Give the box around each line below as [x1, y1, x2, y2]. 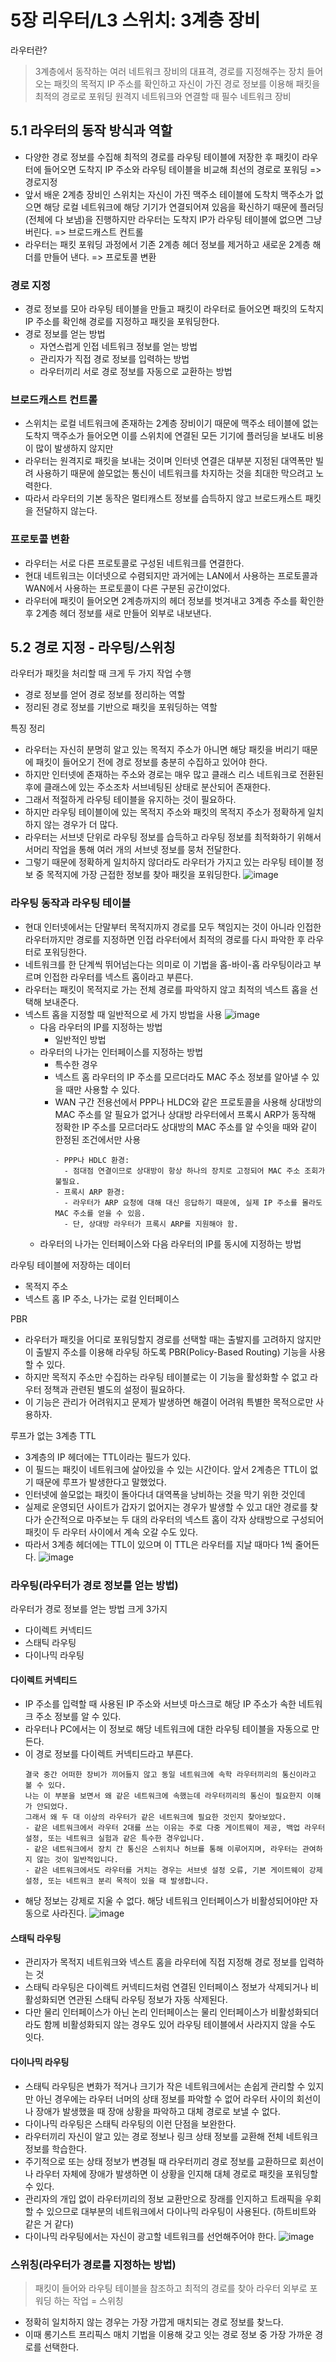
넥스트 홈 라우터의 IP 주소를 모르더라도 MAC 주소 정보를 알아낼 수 [54, 1071, 310, 1083]
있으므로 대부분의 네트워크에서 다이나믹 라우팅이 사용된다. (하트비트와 [46, 2205, 317, 2217]
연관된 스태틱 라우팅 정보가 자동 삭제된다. [68, 1994, 228, 2006]
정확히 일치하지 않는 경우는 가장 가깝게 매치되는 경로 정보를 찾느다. [24, 2316, 284, 2328]
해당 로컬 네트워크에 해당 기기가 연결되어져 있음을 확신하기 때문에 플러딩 [43, 201, 325, 213]
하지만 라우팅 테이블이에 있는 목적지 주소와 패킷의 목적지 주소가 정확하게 [24, 806, 306, 818]
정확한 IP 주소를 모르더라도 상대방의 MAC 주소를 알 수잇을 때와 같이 [54, 1121, 318, 1133]
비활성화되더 [269, 2006, 320, 2018]
